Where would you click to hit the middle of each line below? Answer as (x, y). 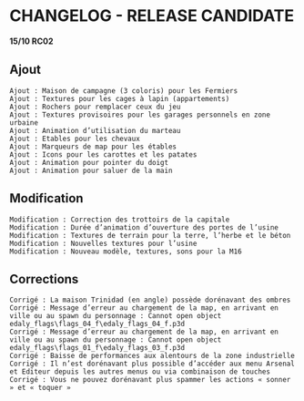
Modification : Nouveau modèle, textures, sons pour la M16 (126, 252)
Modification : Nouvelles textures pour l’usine (103, 243)
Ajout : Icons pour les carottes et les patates (103, 154)
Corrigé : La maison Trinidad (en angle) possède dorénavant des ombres (150, 300)
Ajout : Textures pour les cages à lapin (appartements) (120, 98)
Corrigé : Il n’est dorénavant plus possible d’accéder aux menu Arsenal (152, 364)
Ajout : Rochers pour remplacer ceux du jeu (95, 107)
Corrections (44, 279)
